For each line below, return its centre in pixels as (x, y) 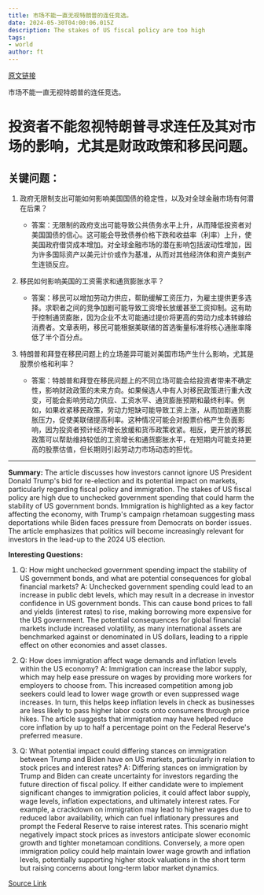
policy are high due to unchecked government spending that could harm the (131, 497)
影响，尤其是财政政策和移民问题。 (146, 147)
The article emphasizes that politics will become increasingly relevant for (126, 531)
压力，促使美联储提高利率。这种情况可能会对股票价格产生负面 (138, 420)
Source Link (27, 883)
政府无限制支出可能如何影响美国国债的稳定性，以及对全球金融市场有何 (133, 198)
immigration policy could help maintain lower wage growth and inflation (135, 851)
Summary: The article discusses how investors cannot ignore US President (130, 472)
